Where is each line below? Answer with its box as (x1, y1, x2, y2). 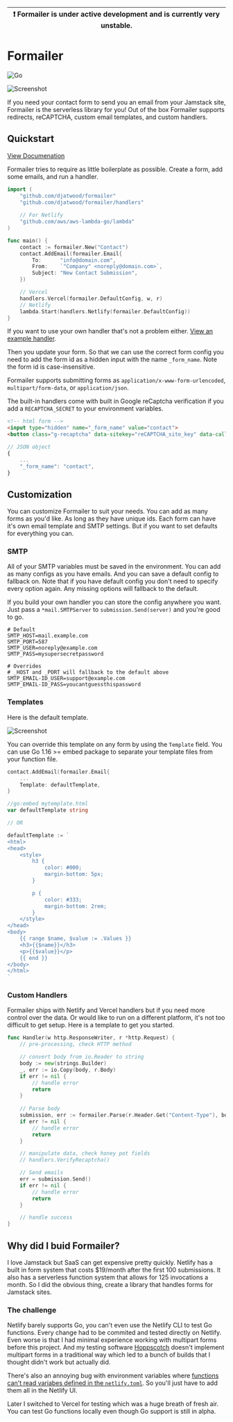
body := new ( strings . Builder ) (19, 1060, 107, 1067)
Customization (7, 489, 73, 500)
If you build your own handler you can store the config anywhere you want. (7, 598, 222, 606)
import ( (7, 186, 33, 193)
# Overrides (7, 663, 42, 670)
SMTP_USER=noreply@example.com (7, 645, 98, 651)
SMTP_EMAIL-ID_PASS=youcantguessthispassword (7, 681, 141, 688)
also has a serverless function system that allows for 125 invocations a (7, 1273, 209, 1281)
